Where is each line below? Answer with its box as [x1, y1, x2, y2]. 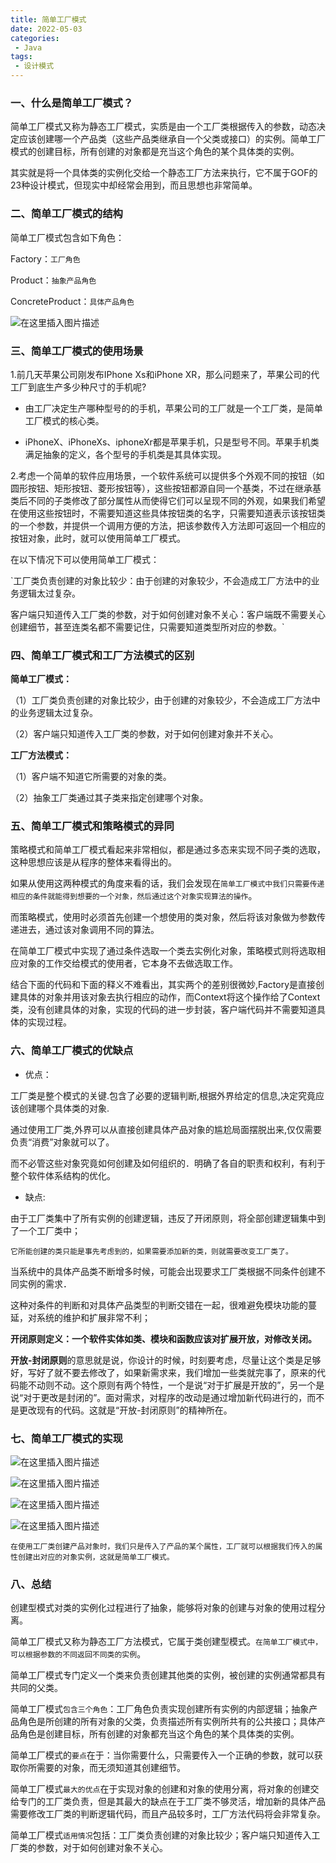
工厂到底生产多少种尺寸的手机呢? [10, 381, 147, 393]
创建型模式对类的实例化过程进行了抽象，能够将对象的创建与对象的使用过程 [10, 1602, 317, 1614]
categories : [10, 33, 60, 43]
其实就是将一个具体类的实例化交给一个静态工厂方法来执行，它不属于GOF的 [10, 167, 318, 179]
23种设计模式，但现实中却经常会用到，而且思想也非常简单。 [10, 179, 258, 191]
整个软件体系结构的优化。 [10, 1169, 116, 1181]
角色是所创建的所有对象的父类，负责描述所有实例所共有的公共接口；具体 [18, 1716, 317, 1728]
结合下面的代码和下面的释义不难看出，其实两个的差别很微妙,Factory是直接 [10, 979, 317, 991]
